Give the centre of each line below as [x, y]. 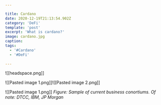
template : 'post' [23, 27]
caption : [14, 41]
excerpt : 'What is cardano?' [35, 32]
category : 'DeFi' [23, 23]
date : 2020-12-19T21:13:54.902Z [38, 18]
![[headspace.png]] [25, 73]
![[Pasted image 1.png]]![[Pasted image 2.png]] [53, 83]
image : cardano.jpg [25, 37]
